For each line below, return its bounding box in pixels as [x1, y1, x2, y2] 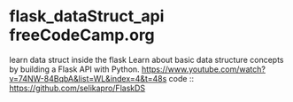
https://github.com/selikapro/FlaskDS [9, 82, 146, 93]
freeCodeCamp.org [9, 25, 155, 45]
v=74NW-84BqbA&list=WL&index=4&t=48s [9, 73, 167, 83]
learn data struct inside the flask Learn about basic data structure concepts [9, 54, 284, 65]
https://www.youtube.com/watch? [141, 64, 266, 75]
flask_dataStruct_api [9, 6, 165, 27]
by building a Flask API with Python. [9, 64, 140, 75]
